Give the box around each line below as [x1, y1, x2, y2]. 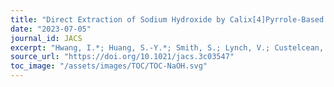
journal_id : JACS [10, 33, 83, 43]
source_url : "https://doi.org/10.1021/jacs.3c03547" [10, 52, 235, 62]
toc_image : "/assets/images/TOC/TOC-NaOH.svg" [10, 61, 208, 71]
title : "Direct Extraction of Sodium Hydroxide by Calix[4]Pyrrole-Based [10, 14, 325, 25]
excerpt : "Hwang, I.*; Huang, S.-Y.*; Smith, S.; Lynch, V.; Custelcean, [10, 42, 325, 53]
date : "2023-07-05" [10, 24, 92, 34]
